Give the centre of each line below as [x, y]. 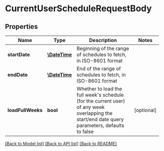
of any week [91, 107]
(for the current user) [101, 101]
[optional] [145, 110]
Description [103, 40]
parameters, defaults [100, 125]
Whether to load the [99, 89]
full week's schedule [100, 95]
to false [85, 131]
